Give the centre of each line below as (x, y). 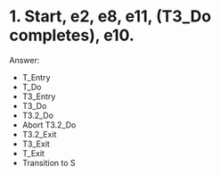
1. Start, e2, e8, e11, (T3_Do (110, 17)
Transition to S (49, 162)
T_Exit (33, 153)
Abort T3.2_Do (49, 125)
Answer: (24, 60)
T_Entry (36, 77)
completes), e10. (72, 35)
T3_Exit (36, 144)
